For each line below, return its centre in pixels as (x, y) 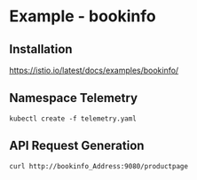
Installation (41, 49)
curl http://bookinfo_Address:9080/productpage (99, 166)
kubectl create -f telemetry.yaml (73, 118)
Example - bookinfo (83, 16)
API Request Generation (77, 146)
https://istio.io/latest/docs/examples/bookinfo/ (94, 70)
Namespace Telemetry (74, 98)
